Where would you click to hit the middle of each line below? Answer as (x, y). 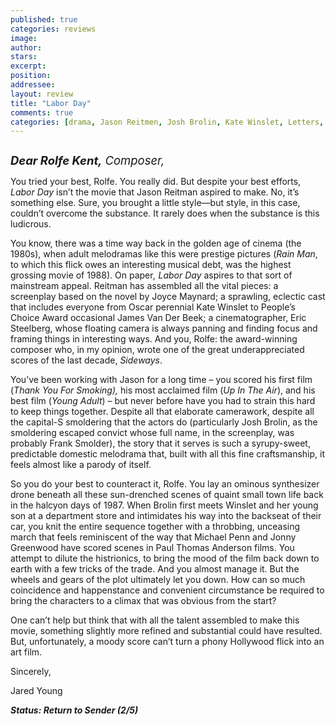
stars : (24, 57)
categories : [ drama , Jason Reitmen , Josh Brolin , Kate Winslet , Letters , (167, 122)
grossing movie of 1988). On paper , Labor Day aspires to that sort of (151, 275)
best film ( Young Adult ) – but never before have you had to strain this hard (163, 401)
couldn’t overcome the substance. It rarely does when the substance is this (165, 213)
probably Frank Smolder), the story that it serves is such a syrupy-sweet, (160, 443)
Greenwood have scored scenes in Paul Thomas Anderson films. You (152, 548)
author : (26, 47)
